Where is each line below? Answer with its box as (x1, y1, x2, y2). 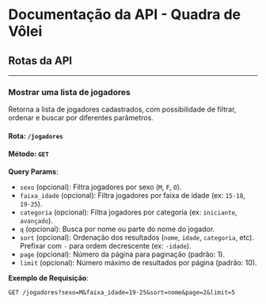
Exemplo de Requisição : (8, 273, 89, 283)
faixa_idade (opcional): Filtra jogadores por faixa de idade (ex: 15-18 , (19, 191, 245, 200)
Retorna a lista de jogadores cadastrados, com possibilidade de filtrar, (8, 104, 237, 114)
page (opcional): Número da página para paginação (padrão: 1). (19, 249, 226, 259)
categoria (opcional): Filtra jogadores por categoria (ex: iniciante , (19, 207, 237, 217)
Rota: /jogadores (8, 131, 63, 140)
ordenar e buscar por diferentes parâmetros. (8, 113, 154, 123)
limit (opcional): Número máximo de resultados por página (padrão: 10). (19, 258, 257, 268)
